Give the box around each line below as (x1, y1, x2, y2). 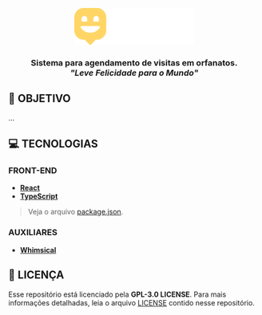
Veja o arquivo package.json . (27, 207, 124, 217)
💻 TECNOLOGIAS (8, 137, 98, 151)
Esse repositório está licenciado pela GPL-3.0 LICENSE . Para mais (8, 289, 227, 299)
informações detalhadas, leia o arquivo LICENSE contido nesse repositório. (8, 297, 256, 307)
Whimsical (19, 245, 57, 254)
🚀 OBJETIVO (8, 92, 71, 105)
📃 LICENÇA (8, 268, 65, 282)
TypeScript (19, 191, 58, 201)
